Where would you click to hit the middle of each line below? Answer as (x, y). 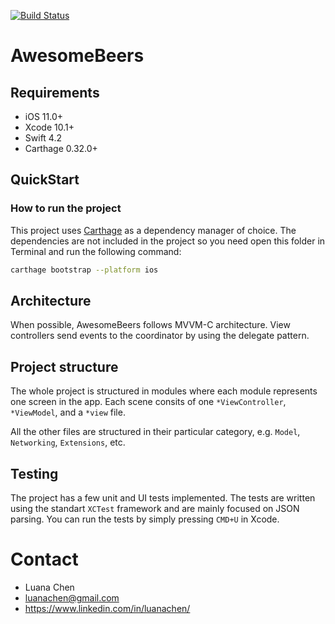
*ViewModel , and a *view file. (68, 412)
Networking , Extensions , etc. (68, 442)
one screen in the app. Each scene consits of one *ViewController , (148, 402)
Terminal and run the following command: (96, 251)
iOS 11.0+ (43, 116)
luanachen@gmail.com (72, 597)
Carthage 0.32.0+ (61, 148)
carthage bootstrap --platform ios (84, 270)
